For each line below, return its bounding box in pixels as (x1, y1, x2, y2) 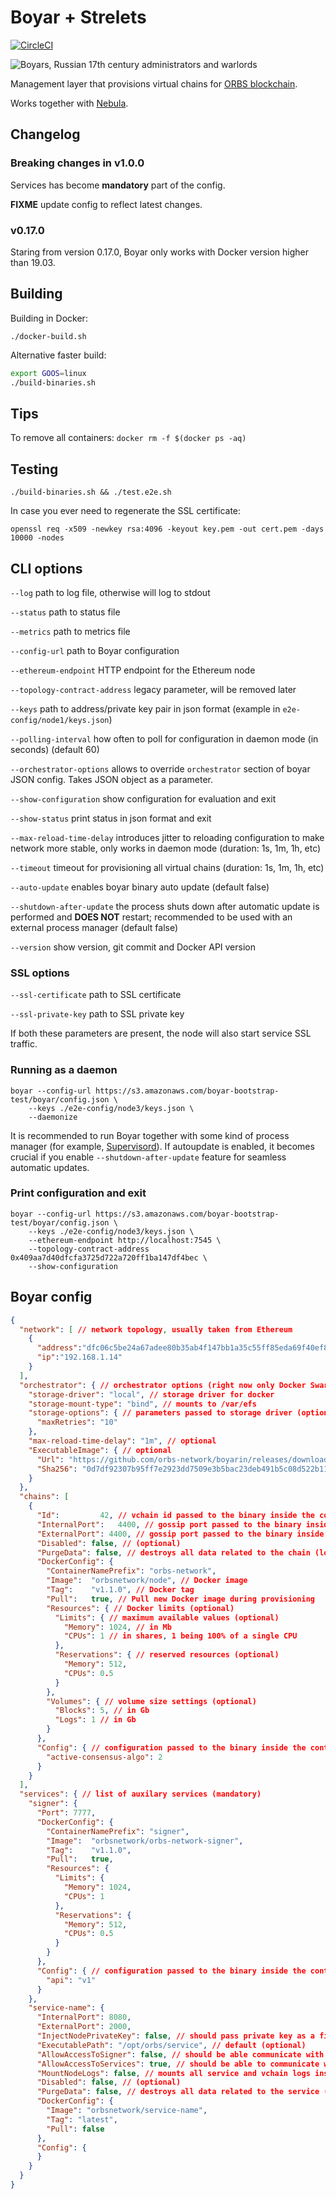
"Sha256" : (36, 1464, 78, 1474)
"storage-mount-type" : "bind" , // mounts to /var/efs (28, 1399, 257, 1409)
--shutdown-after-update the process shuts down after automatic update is (10, 900, 320, 912)
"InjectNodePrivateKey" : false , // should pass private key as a (36, 2031, 315, 2041)
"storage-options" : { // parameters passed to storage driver (28, 1408, 293, 1418)
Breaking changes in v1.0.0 (10, 156, 145, 170)
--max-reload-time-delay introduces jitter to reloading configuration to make (10, 831, 325, 843)
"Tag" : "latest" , (46, 2114, 118, 2125)
